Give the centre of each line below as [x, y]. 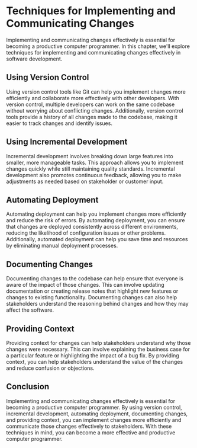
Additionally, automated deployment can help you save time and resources [97, 239]
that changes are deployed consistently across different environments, [92, 227]
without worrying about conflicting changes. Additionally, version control [95, 110]
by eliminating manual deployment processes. [62, 246]
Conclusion [28, 387]
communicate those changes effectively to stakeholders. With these [89, 426]
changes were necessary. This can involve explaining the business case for [98, 349]
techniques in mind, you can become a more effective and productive [91, 432]
